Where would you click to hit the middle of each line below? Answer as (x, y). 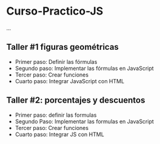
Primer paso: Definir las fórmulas (56, 61)
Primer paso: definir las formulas (56, 115)
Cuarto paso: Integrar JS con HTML (59, 134)
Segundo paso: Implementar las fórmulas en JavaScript (84, 68)
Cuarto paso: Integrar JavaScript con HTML (70, 81)
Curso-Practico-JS (55, 11)
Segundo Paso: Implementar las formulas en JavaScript (85, 121)
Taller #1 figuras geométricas (63, 47)
